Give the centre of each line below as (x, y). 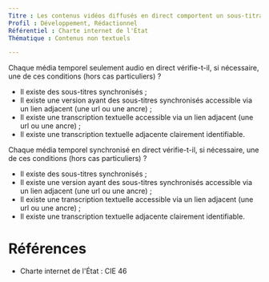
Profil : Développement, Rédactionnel (73, 23)
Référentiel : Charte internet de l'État (78, 30)
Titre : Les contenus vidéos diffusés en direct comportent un (116, 16)
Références (47, 249)
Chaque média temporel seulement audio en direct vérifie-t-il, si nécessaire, (134, 68)
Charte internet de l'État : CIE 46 (73, 271)
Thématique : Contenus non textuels (69, 38)
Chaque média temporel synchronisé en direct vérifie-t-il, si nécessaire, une (134, 150)
